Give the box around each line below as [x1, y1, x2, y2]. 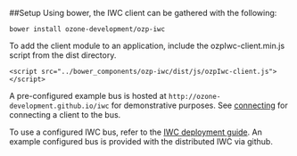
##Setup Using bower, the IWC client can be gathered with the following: [9, 8, 277, 18]
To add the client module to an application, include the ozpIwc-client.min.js [9, 40, 285, 51]
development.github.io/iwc [9, 102, 110, 111]
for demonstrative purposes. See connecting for [111, 100, 288, 111]
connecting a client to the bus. [9, 110, 121, 119]
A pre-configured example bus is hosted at [9, 91, 167, 101]
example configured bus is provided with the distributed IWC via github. [9, 136, 274, 146]
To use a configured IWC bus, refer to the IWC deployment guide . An [9, 127, 263, 137]
